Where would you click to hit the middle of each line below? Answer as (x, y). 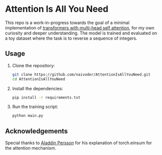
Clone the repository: (34, 65)
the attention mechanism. (31, 148)
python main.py (28, 116)
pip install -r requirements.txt (46, 97)
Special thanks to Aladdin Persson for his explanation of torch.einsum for (79, 143)
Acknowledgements (36, 131)
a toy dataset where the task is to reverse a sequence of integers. (71, 38)
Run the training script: (35, 107)
